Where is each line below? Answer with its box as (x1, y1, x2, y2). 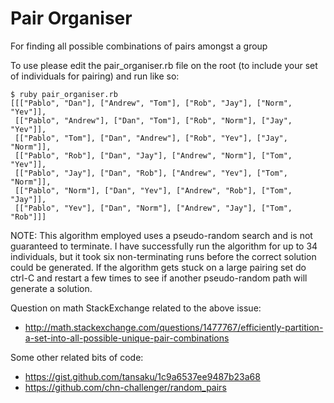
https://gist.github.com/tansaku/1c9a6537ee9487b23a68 (24, 370, 261, 382)
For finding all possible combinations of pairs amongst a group (10, 40, 268, 52)
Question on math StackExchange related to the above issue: (10, 302, 262, 314)
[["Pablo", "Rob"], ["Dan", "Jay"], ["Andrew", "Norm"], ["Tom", (14, 150, 293, 161)
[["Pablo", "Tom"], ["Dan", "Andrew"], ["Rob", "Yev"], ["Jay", (14, 133, 288, 143)
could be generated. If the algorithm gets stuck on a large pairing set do (10, 261, 307, 273)
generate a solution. (10, 282, 93, 294)
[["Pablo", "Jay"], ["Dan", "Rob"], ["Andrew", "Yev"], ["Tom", (14, 168, 288, 178)
